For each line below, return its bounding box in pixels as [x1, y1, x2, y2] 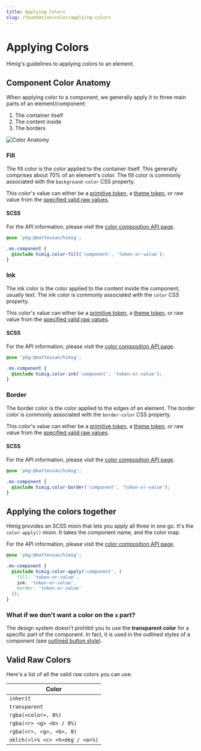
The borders [14, 125, 46, 132]
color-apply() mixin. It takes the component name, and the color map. [6, 529, 181, 536]
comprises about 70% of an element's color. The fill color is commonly [6, 171, 181, 178]
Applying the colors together [6, 506, 117, 517]
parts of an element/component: [6, 100, 86, 107]
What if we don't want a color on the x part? [6, 611, 136, 619]
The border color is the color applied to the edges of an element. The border [6, 404, 195, 411]
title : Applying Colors [6, 8, 66, 15]
